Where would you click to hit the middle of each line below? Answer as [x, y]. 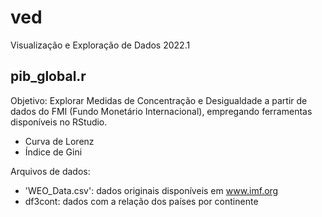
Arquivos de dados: [50, 171]
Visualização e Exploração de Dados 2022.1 [100, 45]
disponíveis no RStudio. [59, 122]
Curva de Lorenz [59, 141]
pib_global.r [48, 76]
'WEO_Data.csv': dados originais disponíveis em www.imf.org [151, 190]
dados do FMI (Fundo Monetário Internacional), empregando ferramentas [161, 111]
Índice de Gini [53, 152]
